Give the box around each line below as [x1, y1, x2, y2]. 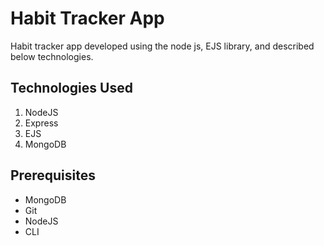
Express [24, 117, 59, 129]
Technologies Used [10, 80, 133, 97]
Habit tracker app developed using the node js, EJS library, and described [10, 40, 315, 52]
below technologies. [10, 50, 94, 62]
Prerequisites [10, 167, 96, 184]
